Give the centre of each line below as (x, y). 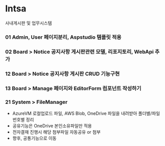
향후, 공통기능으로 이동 (34, 138)
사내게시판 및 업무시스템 (29, 23)
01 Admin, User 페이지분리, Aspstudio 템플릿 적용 (63, 37)
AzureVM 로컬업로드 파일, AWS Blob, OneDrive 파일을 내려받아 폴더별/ (82, 113)
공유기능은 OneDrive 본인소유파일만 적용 (52, 126)
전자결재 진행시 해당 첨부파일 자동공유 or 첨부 (56, 132)
